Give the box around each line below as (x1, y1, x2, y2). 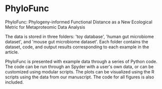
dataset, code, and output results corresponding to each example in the (5, 44, 149, 50)
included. (5, 79, 24, 85)
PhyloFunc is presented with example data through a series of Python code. (5, 58, 158, 64)
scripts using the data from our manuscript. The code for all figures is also (5, 74, 155, 80)
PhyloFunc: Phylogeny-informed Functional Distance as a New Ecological (5, 19, 153, 25)
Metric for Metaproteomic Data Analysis (5, 24, 85, 30)
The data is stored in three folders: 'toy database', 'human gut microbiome (5, 34, 154, 39)
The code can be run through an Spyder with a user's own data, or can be (5, 64, 154, 70)
